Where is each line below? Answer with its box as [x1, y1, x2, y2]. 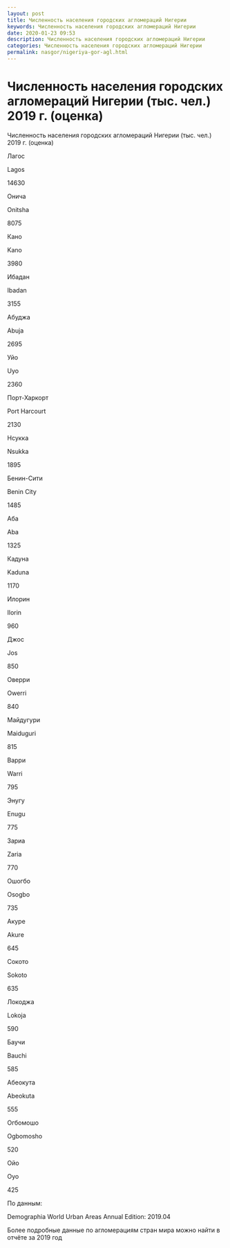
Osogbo [7, 890, 30, 898]
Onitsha [7, 205, 30, 213]
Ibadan [7, 285, 28, 295]
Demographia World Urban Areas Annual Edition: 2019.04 [7, 1212, 171, 1220]
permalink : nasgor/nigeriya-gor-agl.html [7, 49, 128, 56]
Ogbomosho [7, 1132, 43, 1140]
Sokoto [7, 971, 28, 979]
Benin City [7, 487, 37, 495]
